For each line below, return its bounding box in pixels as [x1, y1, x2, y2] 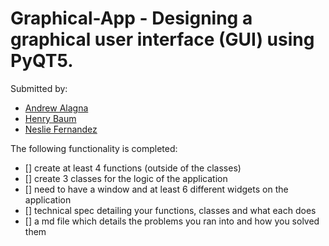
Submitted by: [10, 82, 68, 94]
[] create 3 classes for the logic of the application [24, 172, 228, 184]
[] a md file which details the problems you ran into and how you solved [24, 215, 320, 227]
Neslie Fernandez [24, 123, 98, 135]
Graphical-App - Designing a [10, 7, 253, 30]
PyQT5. [10, 50, 74, 72]
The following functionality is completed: [10, 142, 178, 154]
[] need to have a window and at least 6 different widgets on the [24, 183, 289, 195]
